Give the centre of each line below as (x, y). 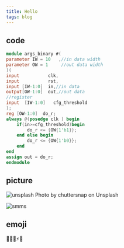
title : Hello (22, 11)
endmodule (18, 162)
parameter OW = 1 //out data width (55, 65)
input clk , (32, 76)
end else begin (35, 135)
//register (19, 97)
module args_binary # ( (34, 54)
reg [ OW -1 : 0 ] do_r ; (31, 113)
